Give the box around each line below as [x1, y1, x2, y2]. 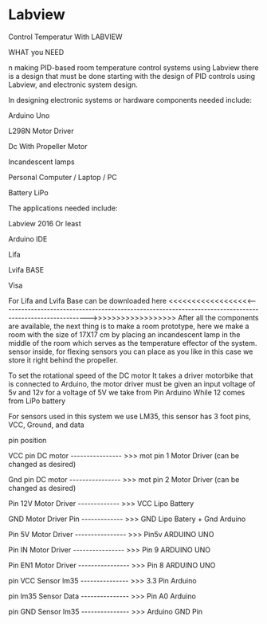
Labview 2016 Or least [8, 218, 81, 228]
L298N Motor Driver [8, 126, 74, 135]
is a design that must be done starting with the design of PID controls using [8, 71, 256, 80]
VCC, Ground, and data [8, 420, 85, 430]
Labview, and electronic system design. [8, 80, 138, 89]
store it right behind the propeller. [8, 355, 118, 364]
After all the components [178, 312, 259, 322]
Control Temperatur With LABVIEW [8, 32, 123, 41]
